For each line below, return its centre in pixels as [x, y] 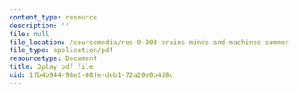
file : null [29, 34]
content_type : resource [54, 17]
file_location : [37, 42]
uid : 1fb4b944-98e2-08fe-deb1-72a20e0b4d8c [92, 75]
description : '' [39, 26]
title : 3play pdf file [51, 67]
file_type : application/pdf [62, 50]
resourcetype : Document [54, 58]
